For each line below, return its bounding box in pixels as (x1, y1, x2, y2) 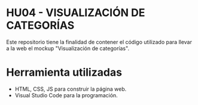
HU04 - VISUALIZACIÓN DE (6, 6, 145, 20)
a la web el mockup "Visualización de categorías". (6, 45, 130, 52)
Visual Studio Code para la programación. (14, 91, 118, 98)
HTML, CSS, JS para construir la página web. (14, 85, 127, 92)
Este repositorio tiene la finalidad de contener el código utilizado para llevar (6, 38, 193, 45)
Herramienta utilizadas (6, 66, 123, 79)
